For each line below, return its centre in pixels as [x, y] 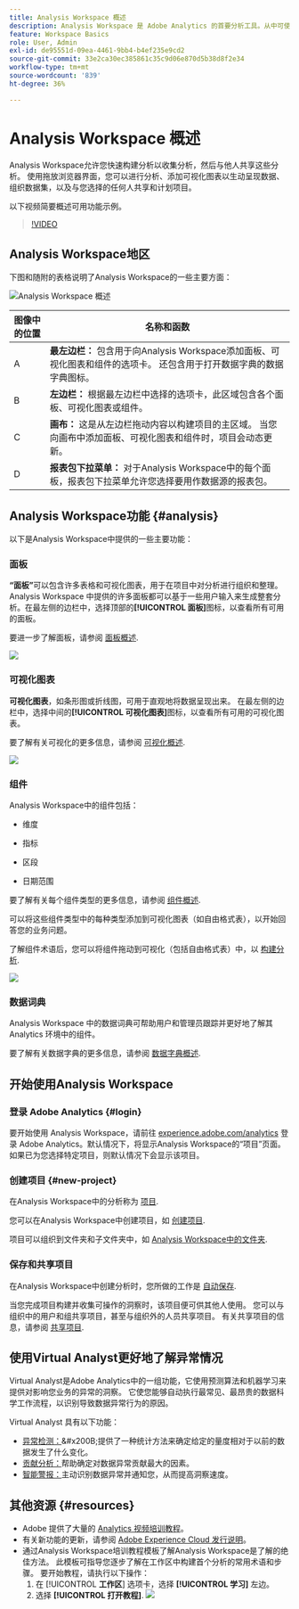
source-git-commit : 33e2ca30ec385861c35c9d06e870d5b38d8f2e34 [127, 59]
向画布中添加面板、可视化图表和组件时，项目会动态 [157, 438]
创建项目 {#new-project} [63, 1180]
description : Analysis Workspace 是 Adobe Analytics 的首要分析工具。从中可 [147, 26]
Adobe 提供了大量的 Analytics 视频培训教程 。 [105, 1529]
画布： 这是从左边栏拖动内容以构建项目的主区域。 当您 [163, 424]
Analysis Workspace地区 [80, 254]
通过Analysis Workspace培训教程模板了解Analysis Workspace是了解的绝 [155, 1551]
